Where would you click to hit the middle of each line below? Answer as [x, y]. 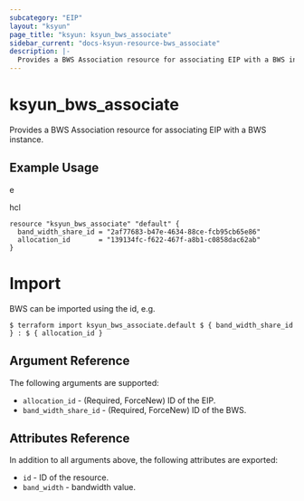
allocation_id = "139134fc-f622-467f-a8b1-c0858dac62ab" [139, 240]
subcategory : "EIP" [46, 18]
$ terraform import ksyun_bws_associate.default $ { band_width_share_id [152, 325]
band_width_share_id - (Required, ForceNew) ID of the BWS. [134, 409]
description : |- [40, 52]
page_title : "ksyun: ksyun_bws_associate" [90, 34]
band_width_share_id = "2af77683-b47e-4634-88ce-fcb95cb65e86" [139, 232]
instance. [27, 139]
